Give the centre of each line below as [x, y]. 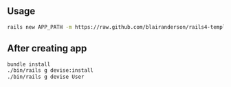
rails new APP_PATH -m [40, 27]
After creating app [47, 48]
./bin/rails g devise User [46, 77]
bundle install [29, 64]
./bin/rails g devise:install [51, 71]
